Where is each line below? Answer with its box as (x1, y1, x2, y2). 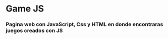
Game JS (6, 3, 44, 14)
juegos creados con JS (6, 27, 63, 34)
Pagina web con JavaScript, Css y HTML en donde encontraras (6, 21, 163, 28)
